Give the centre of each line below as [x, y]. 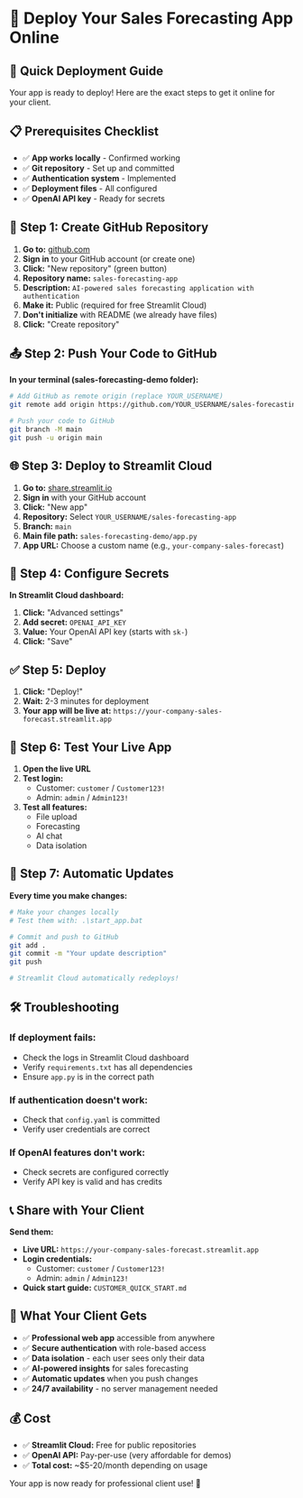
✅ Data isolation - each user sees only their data [114, 1358]
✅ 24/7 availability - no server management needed [120, 1388]
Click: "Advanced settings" [73, 613]
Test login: [43, 779]
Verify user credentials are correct [86, 1129]
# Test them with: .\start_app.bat [76, 920]
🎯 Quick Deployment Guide [87, 71]
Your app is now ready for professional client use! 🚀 [105, 1483]
